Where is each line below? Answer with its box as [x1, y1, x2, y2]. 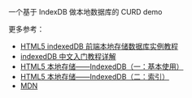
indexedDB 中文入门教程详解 [20, 52, 116, 61]
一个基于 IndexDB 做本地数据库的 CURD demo [8, 7, 163, 16]
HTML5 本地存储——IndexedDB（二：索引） [20, 72, 169, 81]
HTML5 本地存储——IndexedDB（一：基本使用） [20, 62, 184, 71]
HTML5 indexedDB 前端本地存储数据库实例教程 [20, 41, 179, 51]
